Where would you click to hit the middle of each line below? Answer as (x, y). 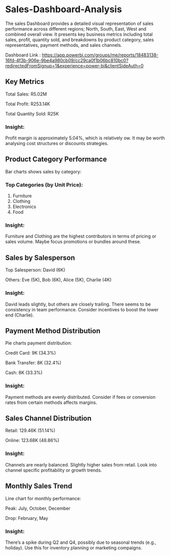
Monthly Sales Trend (39, 486)
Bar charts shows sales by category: (43, 171)
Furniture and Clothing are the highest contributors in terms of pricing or (81, 236)
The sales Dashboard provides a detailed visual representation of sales (79, 23)
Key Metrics (25, 82)
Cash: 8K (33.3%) (24, 373)
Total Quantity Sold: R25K (32, 113)
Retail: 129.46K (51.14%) (30, 430)
